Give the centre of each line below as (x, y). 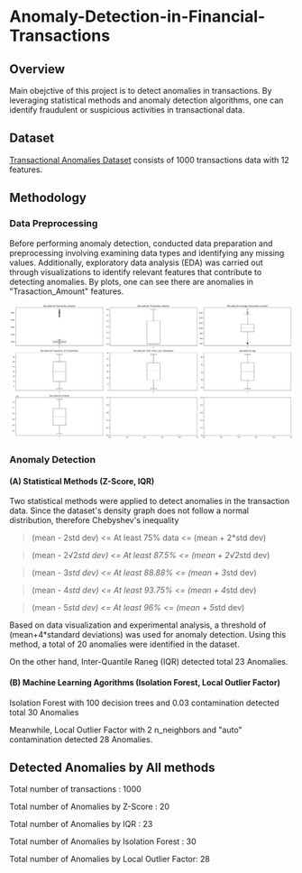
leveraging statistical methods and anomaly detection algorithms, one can (146, 100)
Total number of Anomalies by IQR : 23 (81, 824)
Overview (37, 69)
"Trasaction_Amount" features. (67, 291)
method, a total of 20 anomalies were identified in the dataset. (125, 644)
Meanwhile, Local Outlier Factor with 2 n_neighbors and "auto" (126, 730)
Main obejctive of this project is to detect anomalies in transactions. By (141, 91)
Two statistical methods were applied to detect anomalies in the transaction (150, 501)
